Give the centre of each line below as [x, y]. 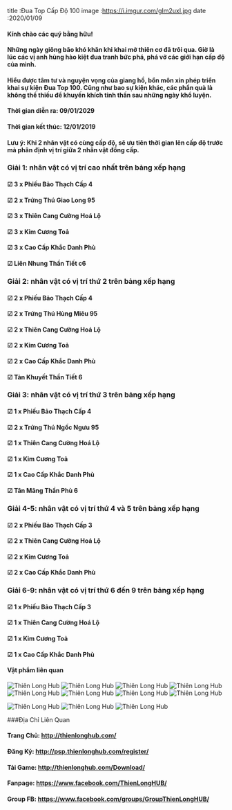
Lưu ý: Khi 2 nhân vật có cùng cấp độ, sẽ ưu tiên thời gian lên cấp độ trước [115, 143]
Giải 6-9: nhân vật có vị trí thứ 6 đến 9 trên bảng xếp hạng [106, 591]
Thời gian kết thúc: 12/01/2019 [51, 126]
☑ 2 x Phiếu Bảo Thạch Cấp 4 [50, 298]
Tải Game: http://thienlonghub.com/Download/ [76, 767]
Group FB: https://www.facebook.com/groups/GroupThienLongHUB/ [108, 799]
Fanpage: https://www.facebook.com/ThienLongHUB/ [87, 783]
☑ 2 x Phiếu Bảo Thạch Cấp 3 [50, 525]
